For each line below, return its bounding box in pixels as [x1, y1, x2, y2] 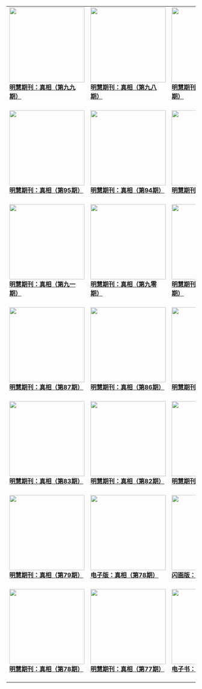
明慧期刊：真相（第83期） [9, 477, 84, 485]
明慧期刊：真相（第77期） [90, 665, 165, 673]
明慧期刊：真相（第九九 [9, 84, 76, 91]
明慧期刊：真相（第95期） [9, 186, 84, 194]
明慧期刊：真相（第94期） [90, 186, 165, 194]
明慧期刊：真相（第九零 [90, 280, 158, 288]
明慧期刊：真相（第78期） [9, 665, 84, 673]
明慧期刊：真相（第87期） [9, 383, 84, 391]
